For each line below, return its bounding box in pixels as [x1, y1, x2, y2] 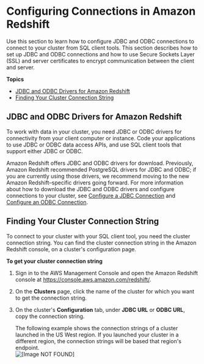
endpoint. [15, 344, 40, 351]
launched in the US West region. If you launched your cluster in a [15, 331, 179, 338]
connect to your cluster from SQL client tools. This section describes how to [6, 44, 198, 51]
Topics [6, 75, 24, 83]
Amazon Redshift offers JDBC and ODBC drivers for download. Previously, [6, 159, 194, 167]
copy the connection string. [15, 313, 85, 320]
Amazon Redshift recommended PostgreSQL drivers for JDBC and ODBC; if [6, 165, 197, 173]
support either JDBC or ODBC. [6, 147, 84, 154]
